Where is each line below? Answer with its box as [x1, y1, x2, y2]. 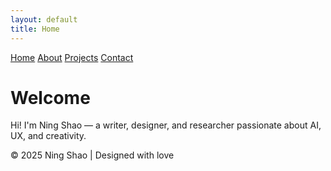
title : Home [10, 24, 60, 34]
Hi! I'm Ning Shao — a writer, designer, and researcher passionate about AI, [10, 119, 322, 131]
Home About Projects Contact [10, 51, 134, 63]
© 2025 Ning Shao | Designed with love [10, 149, 175, 161]
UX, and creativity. [10, 130, 87, 142]
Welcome [10, 86, 91, 109]
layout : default [10, 14, 78, 25]
